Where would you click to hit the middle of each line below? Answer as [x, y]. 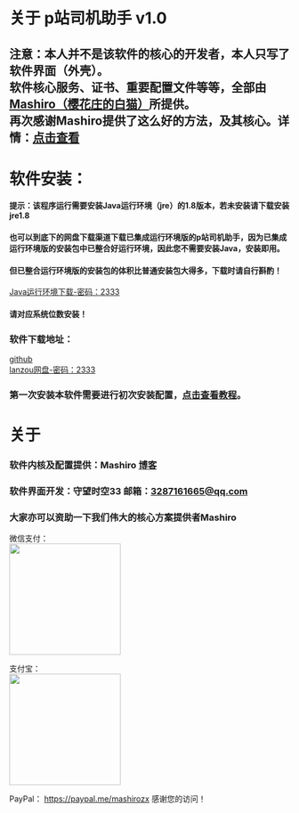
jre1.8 [20, 215]
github [21, 359]
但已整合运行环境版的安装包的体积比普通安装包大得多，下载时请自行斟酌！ [145, 270]
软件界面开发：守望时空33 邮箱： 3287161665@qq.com [129, 491]
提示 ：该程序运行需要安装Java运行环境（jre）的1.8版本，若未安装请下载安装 [149, 206]
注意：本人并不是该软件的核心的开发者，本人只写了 [149, 54]
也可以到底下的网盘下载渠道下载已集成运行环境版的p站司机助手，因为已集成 [148, 237]
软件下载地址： [41, 339]
